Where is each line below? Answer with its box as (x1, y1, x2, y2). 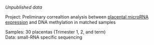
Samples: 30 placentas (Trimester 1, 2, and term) (5, 29, 106, 34)
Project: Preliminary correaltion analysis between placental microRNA (5, 14, 149, 19)
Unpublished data (5, 4, 43, 10)
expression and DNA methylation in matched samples (5, 19, 116, 25)
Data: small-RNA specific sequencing (5, 34, 83, 40)
